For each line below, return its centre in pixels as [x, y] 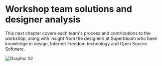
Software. [15, 49]
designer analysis [43, 19]
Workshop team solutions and [69, 9]
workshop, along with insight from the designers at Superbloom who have [81, 38]
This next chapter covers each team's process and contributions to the [78, 33]
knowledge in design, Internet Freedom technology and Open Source [76, 43]
